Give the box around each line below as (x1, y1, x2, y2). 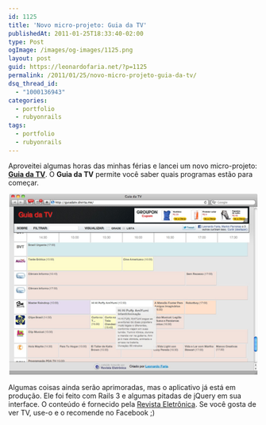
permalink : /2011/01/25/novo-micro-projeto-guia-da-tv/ (8, 71, 197, 79)
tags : (8, 121, 26, 130)
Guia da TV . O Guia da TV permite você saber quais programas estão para (8, 169, 253, 178)
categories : (8, 96, 48, 105)
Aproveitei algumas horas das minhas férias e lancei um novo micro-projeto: (8, 161, 258, 170)
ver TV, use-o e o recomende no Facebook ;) (8, 408, 156, 418)
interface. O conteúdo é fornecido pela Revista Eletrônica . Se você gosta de (8, 400, 256, 409)
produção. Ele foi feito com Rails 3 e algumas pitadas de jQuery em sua (8, 391, 242, 400)
